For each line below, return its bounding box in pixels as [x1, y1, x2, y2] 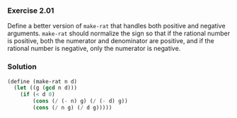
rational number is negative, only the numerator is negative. [7, 45, 181, 53]
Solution [7, 62, 37, 72]
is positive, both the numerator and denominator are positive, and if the [7, 37, 214, 45]
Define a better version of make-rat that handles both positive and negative [7, 22, 226, 30]
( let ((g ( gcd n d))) [13, 84, 78, 92]
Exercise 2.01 [7, 6, 54, 16]
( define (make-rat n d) [7, 78, 78, 85]
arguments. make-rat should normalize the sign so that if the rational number [7, 29, 231, 37]
